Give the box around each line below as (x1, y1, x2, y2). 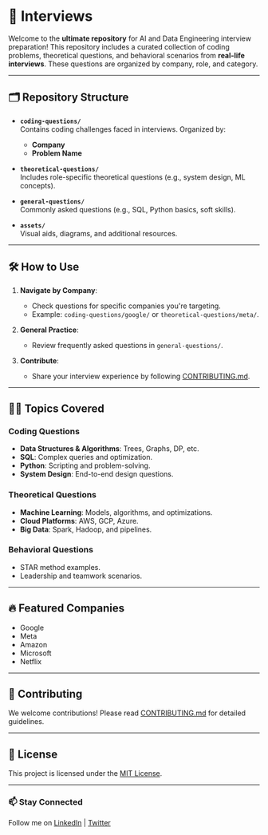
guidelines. (8, 717, 45, 726)
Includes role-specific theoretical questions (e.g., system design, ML (19, 172, 246, 182)
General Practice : (19, 325, 79, 334)
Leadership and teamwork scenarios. (19, 571, 142, 580)
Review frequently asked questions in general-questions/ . (31, 340, 223, 350)
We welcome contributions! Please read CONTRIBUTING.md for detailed (8, 708, 246, 718)
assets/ (19, 221, 45, 230)
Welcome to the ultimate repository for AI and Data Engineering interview (8, 34, 251, 43)
